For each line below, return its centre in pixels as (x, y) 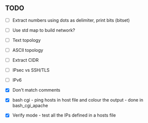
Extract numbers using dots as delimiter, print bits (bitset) (71, 20)
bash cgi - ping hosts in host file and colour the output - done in (78, 100)
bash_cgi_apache (30, 106)
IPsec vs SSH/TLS (31, 70)
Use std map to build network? (44, 30)
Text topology (27, 40)
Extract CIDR (25, 60)
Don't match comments (36, 90)
